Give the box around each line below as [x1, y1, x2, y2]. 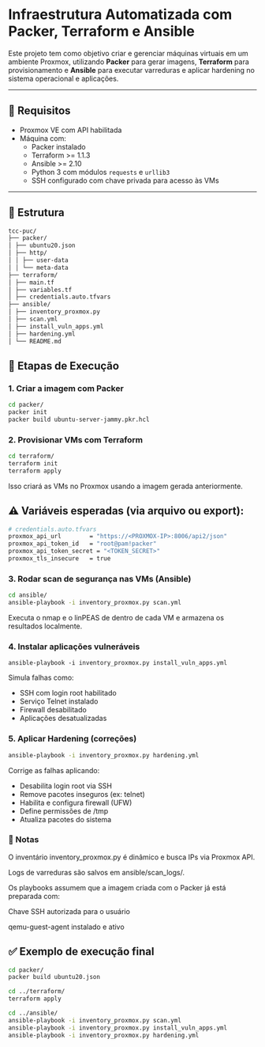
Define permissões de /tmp [19, 806, 109, 816]
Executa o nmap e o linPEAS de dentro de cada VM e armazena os [8, 613, 225, 623]
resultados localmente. [8, 621, 83, 631]
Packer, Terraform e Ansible [8, 22, 195, 40]
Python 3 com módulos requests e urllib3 [31, 167, 170, 176]
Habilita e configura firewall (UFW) [19, 798, 132, 807]
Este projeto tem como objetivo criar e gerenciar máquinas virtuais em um [8, 48, 248, 58]
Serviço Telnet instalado [19, 696, 99, 706]
